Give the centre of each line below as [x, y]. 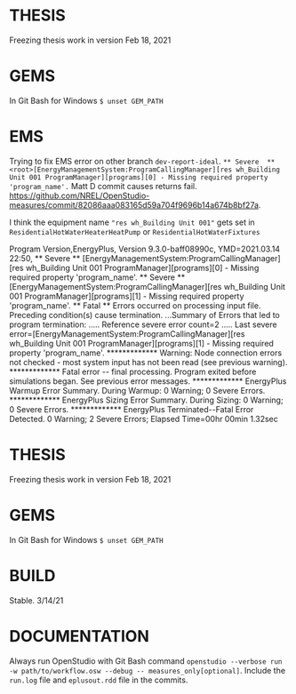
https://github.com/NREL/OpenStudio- [80, 195]
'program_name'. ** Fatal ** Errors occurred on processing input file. [135, 305]
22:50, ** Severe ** [45, 258]
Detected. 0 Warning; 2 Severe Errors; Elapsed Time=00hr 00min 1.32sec [144, 419]
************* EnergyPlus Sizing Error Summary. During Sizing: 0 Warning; [146, 400]
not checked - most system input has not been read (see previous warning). [148, 362]
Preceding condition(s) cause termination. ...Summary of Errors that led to [144, 315]
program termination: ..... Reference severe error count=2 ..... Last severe [143, 324]
